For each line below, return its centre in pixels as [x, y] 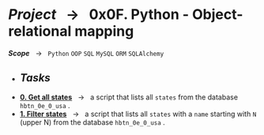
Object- [218, 15]
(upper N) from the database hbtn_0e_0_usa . [92, 122]
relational [40, 31]
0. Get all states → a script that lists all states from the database [129, 97]
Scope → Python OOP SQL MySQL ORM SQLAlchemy [86, 53]
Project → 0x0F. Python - [99, 15]
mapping [104, 31]
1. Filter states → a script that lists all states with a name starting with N [138, 114]
